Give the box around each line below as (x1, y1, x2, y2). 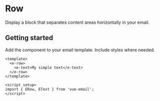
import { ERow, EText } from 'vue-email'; (5, 87, 94, 92)
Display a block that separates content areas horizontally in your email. (5, 19, 150, 25)
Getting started (5, 34, 53, 42)
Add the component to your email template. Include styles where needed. (5, 47, 155, 52)
